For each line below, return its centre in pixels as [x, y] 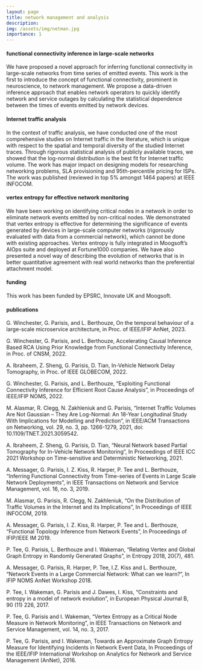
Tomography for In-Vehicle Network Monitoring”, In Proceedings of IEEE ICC [101, 452]
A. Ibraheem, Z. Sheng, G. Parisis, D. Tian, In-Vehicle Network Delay [90, 366]
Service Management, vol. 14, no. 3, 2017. [58, 630]
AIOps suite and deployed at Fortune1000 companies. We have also [90, 249]
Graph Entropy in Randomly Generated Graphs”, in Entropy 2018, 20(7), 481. [100, 556]
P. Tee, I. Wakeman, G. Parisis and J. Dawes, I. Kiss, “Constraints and [92, 592]
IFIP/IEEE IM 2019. [29, 538]
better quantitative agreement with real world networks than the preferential [100, 262]
